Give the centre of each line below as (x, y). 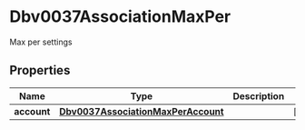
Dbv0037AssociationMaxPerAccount (141, 111)
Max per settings (41, 42)
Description (259, 95)
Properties (40, 70)
